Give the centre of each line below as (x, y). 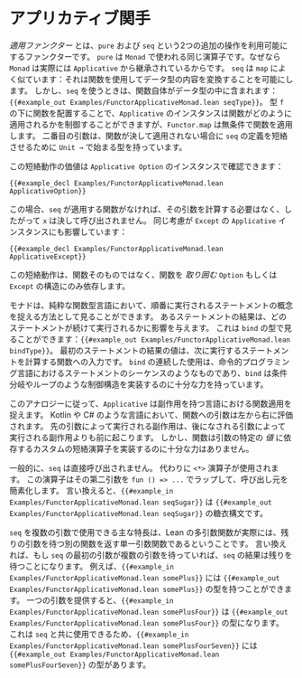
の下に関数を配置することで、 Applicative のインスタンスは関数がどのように (151, 113)
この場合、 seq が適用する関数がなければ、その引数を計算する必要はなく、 (147, 209)
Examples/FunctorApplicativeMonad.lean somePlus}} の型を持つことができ (147, 589)
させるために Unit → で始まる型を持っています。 (98, 146)
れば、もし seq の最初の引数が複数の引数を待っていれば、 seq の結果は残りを (151, 555)
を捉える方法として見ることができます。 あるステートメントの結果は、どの (148, 316)
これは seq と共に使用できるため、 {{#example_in (99, 634)
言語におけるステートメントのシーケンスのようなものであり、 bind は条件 (152, 372)
